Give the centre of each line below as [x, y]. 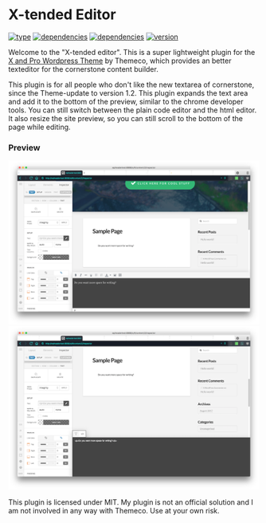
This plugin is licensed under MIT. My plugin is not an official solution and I [131, 502]
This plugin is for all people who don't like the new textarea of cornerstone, [131, 85]
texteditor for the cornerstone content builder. [84, 69]
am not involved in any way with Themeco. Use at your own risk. [114, 510]
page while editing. [39, 127]
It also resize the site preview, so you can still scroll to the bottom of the [126, 118]
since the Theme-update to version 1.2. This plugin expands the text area [128, 92]
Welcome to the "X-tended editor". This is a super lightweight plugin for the [132, 52]
